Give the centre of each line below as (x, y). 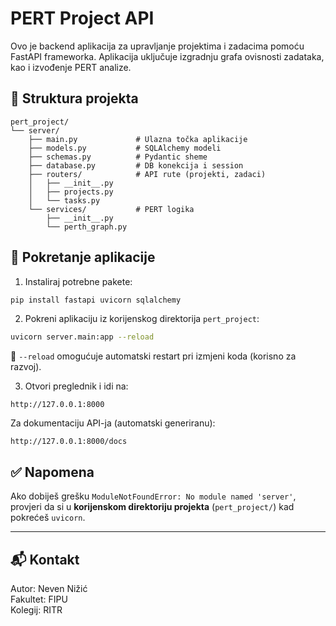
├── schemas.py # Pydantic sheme (118, 157)
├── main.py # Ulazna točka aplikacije (138, 139)
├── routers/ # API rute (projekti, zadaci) (147, 174)
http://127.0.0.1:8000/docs (69, 442)
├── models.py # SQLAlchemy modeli (125, 148)
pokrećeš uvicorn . (48, 518)
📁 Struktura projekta (74, 98)
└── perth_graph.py (87, 227)
